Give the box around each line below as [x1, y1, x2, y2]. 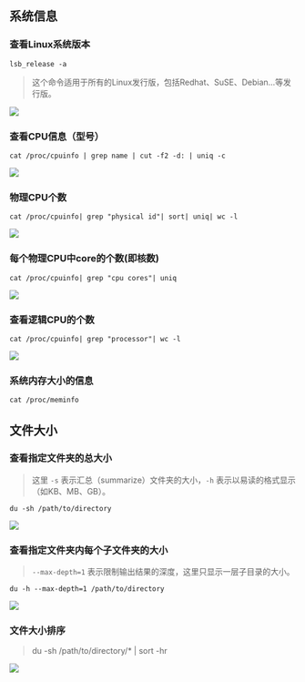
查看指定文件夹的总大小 [9, 452, 112, 464]
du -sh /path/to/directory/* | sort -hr [31, 646, 168, 657]
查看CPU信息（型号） [9, 130, 105, 143]
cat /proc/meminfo [9, 395, 79, 405]
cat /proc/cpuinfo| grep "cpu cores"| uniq [9, 273, 178, 282]
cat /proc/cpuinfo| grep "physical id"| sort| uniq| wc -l [9, 212, 239, 221]
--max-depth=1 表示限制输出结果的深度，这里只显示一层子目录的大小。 [31, 566, 295, 577]
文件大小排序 [9, 625, 66, 637]
